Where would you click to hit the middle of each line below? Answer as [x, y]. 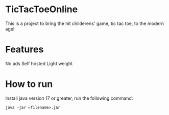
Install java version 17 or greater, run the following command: [69, 98]
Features [25, 50]
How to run [29, 84]
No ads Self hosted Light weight [39, 63]
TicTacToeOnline [42, 9]
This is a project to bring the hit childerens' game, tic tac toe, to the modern [85, 23]
